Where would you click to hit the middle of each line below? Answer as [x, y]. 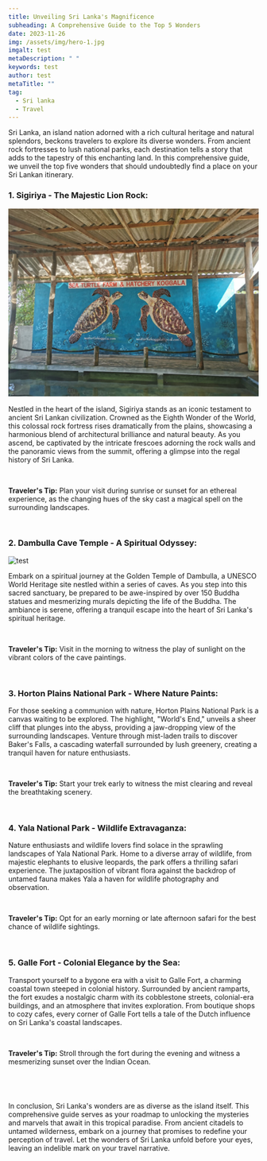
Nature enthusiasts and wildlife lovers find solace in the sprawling [116, 846]
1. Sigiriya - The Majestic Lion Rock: [78, 195]
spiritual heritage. [37, 618]
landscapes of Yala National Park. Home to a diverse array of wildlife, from [130, 853]
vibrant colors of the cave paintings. [67, 657]
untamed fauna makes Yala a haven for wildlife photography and [114, 879]
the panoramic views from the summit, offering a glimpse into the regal [124, 451]
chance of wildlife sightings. [54, 927]
